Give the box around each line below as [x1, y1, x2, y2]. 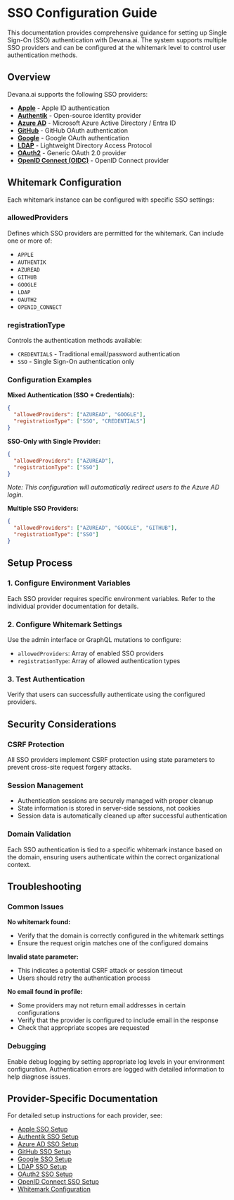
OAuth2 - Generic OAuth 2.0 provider [17, 148, 126, 157]
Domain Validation [7, 829, 72, 839]
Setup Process [7, 557, 73, 569]
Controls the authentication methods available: [7, 337, 143, 345]
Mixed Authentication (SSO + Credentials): [7, 391, 135, 399]
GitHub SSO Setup [17, 1148, 72, 1156]
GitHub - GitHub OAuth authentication [17, 126, 129, 135]
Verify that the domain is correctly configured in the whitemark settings [17, 931, 224, 940]
